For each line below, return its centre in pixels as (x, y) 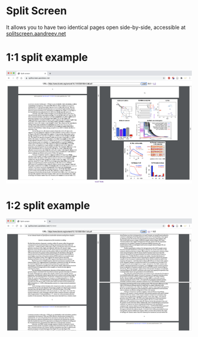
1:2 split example (48, 205)
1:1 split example (47, 58)
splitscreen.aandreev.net (36, 33)
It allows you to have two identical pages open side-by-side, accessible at (96, 27)
